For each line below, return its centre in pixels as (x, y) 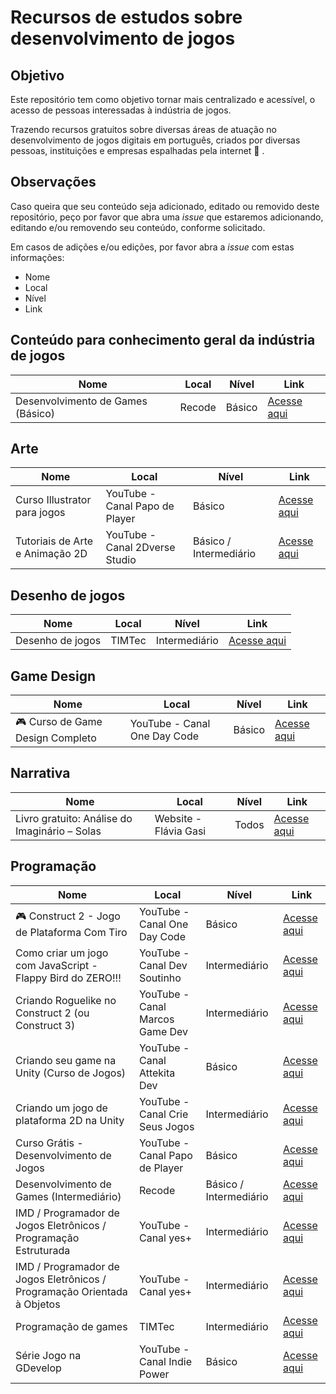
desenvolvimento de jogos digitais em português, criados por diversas (155, 140)
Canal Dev (163, 965)
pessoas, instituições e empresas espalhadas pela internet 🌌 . (137, 150)
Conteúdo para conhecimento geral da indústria (163, 340)
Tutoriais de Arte (54, 541)
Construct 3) (45, 1025)
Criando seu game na (66, 1060)
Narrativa (40, 773)
